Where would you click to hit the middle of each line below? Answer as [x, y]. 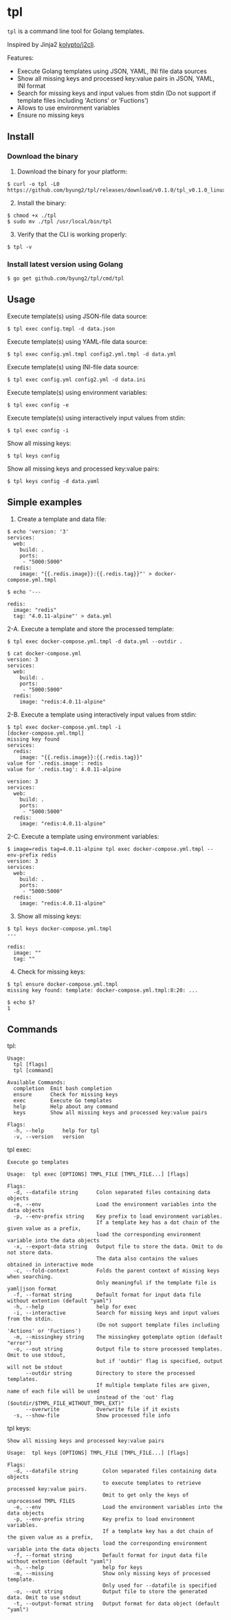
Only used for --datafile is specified [159, 1586]
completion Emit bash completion [63, 1089]
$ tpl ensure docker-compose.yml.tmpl [63, 984]
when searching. [30, 1277]
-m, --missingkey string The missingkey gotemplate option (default [118, 1337]
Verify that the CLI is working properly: [72, 234]
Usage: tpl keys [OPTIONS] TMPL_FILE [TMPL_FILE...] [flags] [98, 1453]
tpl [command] [33, 1071]
